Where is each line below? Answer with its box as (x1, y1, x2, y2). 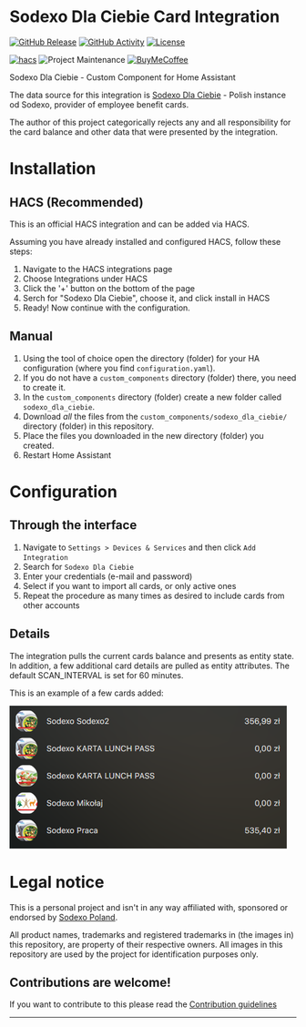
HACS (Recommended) (9, 194, 144, 210)
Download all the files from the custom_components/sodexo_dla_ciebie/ (22, 411, 288, 422)
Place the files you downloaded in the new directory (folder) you (22, 430, 264, 441)
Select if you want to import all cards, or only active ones (22, 580, 237, 591)
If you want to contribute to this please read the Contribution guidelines (9, 999, 278, 1010)
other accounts (22, 599, 80, 611)
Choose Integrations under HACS (22, 273, 148, 284)
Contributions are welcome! (9, 974, 171, 990)
